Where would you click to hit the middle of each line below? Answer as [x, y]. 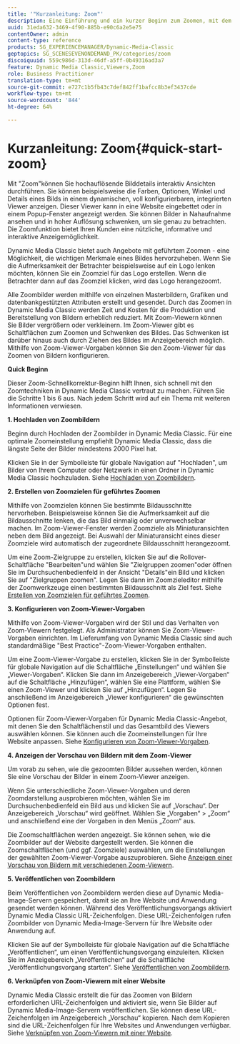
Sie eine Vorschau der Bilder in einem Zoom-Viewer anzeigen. [99, 776]
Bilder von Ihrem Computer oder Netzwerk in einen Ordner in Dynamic [111, 470]
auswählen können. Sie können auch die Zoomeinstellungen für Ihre [107, 733]
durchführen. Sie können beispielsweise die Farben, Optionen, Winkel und [116, 191]
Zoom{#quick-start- [162, 149]
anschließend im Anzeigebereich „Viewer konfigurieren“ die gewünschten [115, 697]
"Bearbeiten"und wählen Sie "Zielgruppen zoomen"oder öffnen [139, 564]
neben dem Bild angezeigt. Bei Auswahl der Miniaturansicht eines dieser [114, 536]
